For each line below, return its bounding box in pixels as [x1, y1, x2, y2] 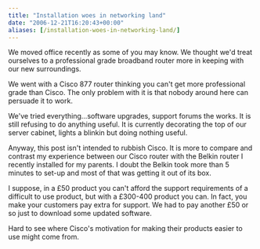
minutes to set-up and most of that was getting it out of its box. [8, 168, 211, 178]
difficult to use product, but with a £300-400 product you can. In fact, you [8, 192, 247, 201]
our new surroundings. [8, 64, 81, 74]
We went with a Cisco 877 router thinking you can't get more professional [8, 79, 246, 89]
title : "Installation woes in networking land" [8, 11, 167, 20]
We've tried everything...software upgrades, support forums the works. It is [8, 112, 251, 121]
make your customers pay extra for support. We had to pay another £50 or [8, 200, 249, 210]
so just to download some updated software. [8, 209, 153, 218]
